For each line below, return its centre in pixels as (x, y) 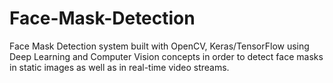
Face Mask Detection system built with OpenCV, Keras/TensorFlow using (159, 46)
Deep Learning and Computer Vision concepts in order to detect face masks (166, 56)
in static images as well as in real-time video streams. (119, 67)
